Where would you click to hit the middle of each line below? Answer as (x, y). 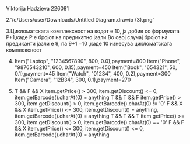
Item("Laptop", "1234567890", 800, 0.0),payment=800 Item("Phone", (97, 61)
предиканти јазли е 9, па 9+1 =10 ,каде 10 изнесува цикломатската (89, 44)
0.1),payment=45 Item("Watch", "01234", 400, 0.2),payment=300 (92, 73)
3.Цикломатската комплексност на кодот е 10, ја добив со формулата (93, 31)
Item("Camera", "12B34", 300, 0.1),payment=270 (73, 80)
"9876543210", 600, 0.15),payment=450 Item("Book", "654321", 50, (96, 67)
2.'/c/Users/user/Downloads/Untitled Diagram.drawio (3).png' (80, 20)
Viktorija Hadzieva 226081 (37, 8)
